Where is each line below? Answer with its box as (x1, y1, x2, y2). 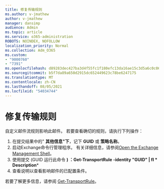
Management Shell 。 (12, 151, 55, 156)
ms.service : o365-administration (5, 35, 73, 39)
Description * (12, 162, 39, 168)
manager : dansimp (5, 20, 41, 26)
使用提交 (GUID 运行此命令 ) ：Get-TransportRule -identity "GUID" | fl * (12, 157, 158, 163)
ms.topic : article (5, 30, 42, 35)
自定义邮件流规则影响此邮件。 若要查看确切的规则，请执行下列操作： (5, 128, 143, 134)
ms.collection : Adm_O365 (5, 48, 56, 53)
